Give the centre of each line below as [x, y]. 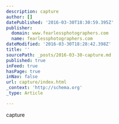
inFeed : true [22, 66]
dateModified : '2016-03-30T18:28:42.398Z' [59, 44]
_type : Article [25, 93]
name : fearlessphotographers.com [52, 39]
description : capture [33, 11]
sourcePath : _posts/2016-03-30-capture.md [59, 55]
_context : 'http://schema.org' [44, 88]
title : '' [18, 50]
